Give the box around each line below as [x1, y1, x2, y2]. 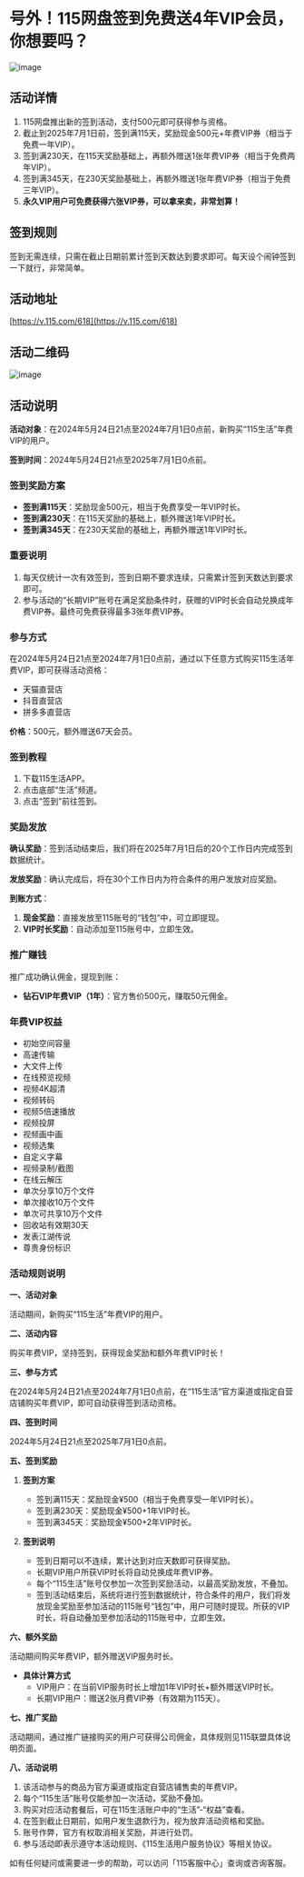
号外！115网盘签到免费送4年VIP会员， [9, 8, 293, 29]
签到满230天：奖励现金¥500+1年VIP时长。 [35, 1505, 195, 1516]
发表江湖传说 [22, 1231, 71, 1242]
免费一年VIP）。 [22, 138, 80, 150]
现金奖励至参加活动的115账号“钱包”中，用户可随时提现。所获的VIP [44, 1601, 290, 1612]
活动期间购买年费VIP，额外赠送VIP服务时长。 [9, 1651, 179, 1662]
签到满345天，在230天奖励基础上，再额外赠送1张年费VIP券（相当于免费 [22, 173, 291, 184]
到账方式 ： [9, 893, 50, 904]
